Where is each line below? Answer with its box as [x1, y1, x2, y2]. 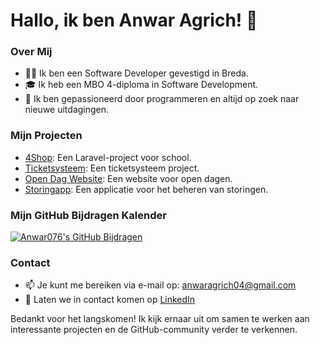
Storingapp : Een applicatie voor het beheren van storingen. [24, 183, 269, 195]
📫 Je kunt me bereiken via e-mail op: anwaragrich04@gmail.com [24, 279, 297, 291]
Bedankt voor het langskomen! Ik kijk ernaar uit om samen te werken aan [10, 313, 310, 325]
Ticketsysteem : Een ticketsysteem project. [24, 162, 200, 174]
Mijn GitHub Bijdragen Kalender [10, 208, 167, 222]
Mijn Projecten [10, 129, 83, 143]
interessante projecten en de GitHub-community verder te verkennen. [10, 324, 298, 336]
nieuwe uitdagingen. [24, 104, 110, 116]
